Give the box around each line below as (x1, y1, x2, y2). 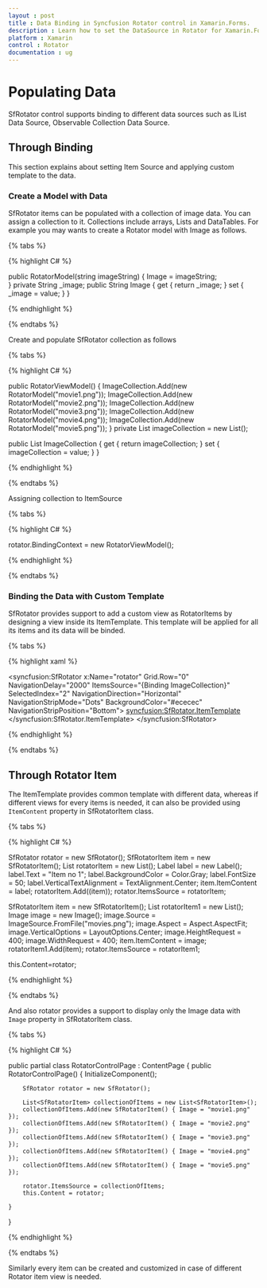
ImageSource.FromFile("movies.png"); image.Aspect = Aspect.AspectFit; (8, 919, 248, 929)
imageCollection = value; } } (8, 448, 100, 457)
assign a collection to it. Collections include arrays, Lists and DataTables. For (8, 217, 259, 227)
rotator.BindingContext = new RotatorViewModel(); (8, 540, 175, 550)
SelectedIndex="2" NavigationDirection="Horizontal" (8, 689, 182, 699)
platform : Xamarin (8, 33, 73, 42)
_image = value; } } (8, 288, 70, 299)
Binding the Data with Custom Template (8, 590, 164, 601)
